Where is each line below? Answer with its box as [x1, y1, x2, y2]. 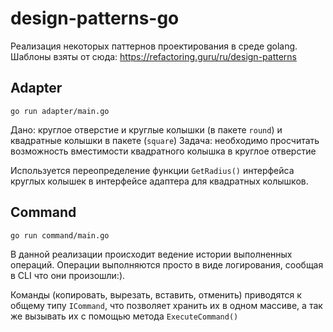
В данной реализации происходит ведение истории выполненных [10, 248, 293, 260]
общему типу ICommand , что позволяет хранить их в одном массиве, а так [10, 299, 323, 311]
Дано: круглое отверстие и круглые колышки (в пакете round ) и [10, 123, 283, 136]
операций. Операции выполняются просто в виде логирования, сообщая [10, 258, 324, 271]
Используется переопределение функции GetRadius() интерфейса [10, 164, 295, 176]
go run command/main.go [10, 230, 110, 241]
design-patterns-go [10, 7, 180, 30]
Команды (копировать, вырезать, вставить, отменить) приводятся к [10, 288, 302, 301]
